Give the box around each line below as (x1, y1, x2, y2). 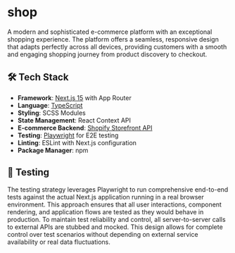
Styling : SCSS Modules (17, 109, 86, 117)
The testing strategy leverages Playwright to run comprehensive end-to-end (7, 185, 229, 194)
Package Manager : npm (17, 146, 89, 154)
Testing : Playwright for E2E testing (17, 131, 119, 140)
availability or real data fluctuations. (7, 237, 111, 246)
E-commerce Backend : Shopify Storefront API (17, 123, 153, 132)
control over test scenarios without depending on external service (7, 230, 198, 238)
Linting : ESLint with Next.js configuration (17, 138, 137, 147)
